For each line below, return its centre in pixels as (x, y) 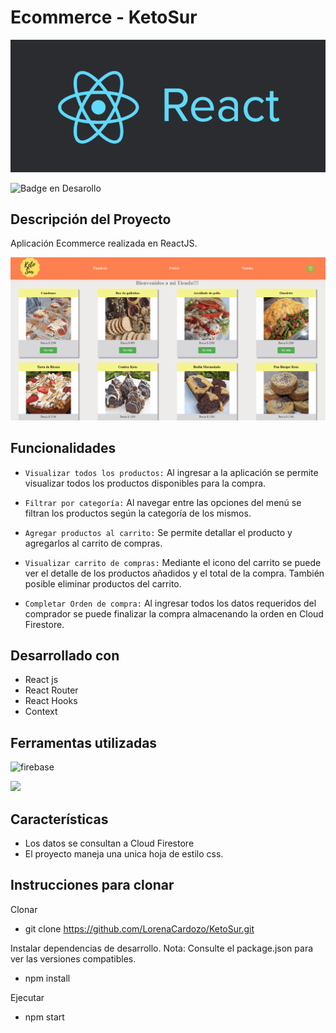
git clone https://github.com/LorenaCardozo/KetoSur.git (139, 928)
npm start (44, 1017)
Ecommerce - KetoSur (104, 17)
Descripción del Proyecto (91, 219)
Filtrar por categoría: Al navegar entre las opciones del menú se (163, 502)
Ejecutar (27, 997)
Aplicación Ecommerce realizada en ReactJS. (104, 243)
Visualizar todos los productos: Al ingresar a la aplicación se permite (171, 472)
